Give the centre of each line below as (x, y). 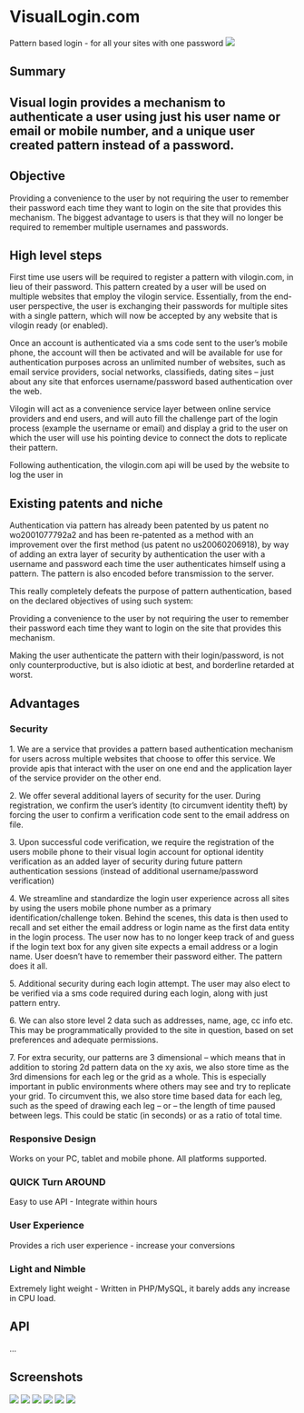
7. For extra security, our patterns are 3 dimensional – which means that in (147, 1057)
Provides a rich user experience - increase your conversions (123, 1245)
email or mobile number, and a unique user (132, 130)
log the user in (36, 475)
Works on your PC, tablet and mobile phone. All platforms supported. (138, 1159)
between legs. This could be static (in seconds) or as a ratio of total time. (146, 1115)
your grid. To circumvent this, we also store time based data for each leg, (146, 1096)
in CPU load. (33, 1299)
